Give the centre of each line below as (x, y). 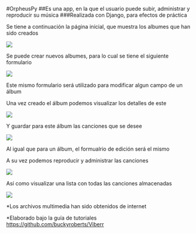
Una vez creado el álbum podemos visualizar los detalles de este (86, 103)
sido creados (22, 33)
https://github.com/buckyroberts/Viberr (55, 224)
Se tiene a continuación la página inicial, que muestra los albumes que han (98, 27)
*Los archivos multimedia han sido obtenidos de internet (76, 206)
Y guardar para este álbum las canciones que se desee (74, 126)
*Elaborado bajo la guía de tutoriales (52, 218)
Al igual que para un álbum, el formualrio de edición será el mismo (88, 149)
